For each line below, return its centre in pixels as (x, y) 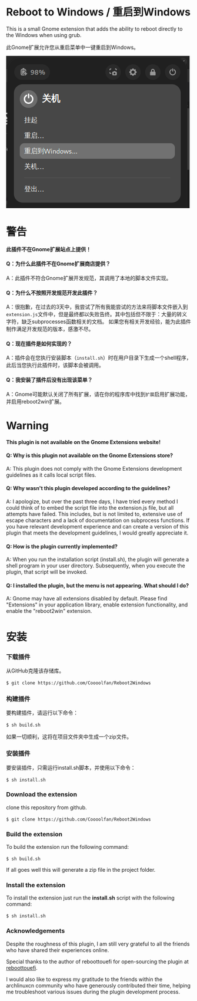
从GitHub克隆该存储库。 (35, 671)
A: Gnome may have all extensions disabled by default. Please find (87, 599)
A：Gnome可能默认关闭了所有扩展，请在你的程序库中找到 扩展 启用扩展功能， (98, 394)
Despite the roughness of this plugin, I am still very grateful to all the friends (98, 944)
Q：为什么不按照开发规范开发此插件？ (52, 293)
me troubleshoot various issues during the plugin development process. (93, 992)
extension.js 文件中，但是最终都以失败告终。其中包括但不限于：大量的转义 (96, 314)
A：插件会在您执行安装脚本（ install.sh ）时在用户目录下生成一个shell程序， (99, 358)
